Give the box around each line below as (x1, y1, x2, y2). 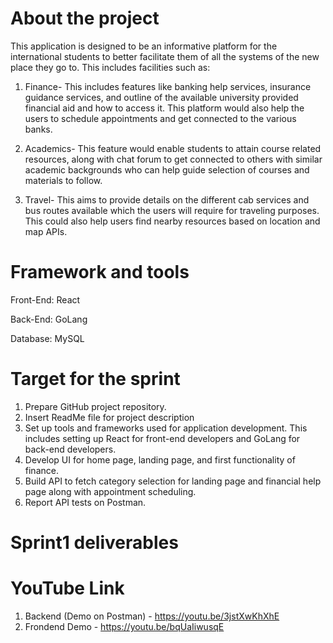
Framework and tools (10, 261, 190, 284)
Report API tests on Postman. (24, 496, 147, 508)
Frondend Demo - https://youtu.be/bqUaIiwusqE (24, 620, 225, 632)
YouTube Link (10, 577, 125, 600)
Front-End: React (10, 293, 81, 306)
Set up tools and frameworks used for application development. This (24, 422, 308, 434)
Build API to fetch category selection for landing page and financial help (24, 475, 322, 487)
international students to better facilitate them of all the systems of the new (10, 50, 320, 62)
